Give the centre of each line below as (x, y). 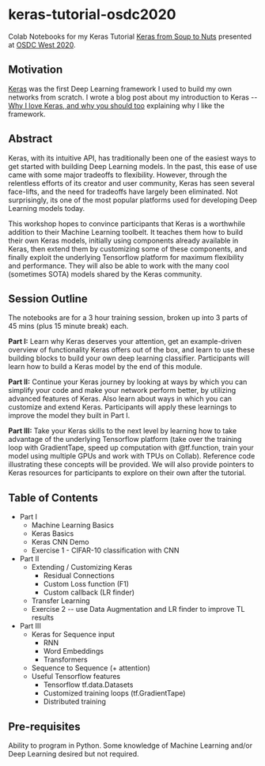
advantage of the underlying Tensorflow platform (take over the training (125, 440)
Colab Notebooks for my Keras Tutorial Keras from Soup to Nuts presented (130, 36)
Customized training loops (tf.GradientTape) (114, 693)
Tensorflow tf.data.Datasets (88, 685)
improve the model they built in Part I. (69, 416)
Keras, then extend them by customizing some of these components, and (128, 249)
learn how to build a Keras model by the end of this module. (106, 367)
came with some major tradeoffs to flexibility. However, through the (118, 175)
